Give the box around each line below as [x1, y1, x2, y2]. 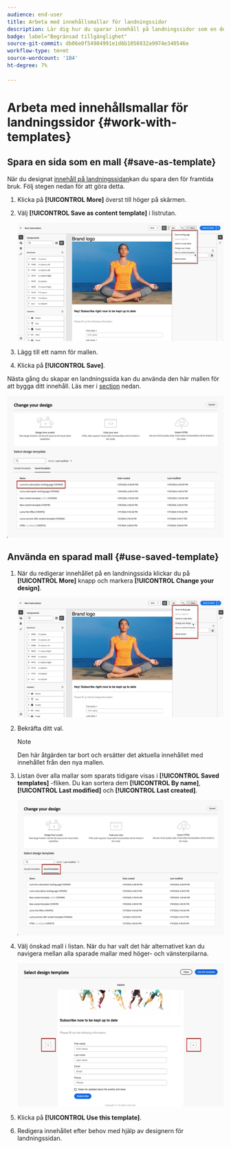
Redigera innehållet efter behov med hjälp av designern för [16, 1127, 184, 1135]
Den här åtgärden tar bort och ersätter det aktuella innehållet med [16, 751, 203, 759]
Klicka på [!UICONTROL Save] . [16, 361, 105, 369]
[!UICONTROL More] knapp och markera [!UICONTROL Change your [16, 577, 214, 585]
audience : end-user [7, 11, 63, 18]
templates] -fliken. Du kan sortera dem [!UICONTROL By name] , [16, 778, 201, 787]
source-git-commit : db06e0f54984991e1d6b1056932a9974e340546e [7, 40, 189, 48]
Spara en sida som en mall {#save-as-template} [7, 156, 217, 168]
